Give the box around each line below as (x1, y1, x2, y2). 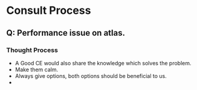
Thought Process (6, 46, 59, 54)
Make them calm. (15, 66, 59, 73)
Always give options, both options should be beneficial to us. (15, 72, 167, 79)
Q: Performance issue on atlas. (6, 28, 126, 38)
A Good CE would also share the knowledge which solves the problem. (15, 59, 192, 66)
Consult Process (6, 4, 91, 18)
